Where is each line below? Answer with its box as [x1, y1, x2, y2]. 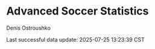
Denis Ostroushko [6, 24, 51, 31]
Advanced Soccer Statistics [6, 4, 149, 18]
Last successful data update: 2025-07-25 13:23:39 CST [6, 36, 145, 43]
